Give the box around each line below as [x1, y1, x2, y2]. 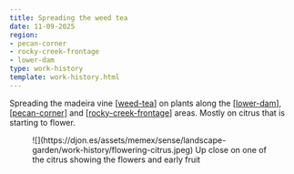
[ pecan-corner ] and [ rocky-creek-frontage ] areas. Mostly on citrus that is [9, 107, 285, 118]
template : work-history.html [9, 73, 120, 82]
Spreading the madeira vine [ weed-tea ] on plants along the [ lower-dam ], [9, 97, 282, 108]
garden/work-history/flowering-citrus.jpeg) [32, 144, 194, 155]
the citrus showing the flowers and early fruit [32, 154, 201, 165]
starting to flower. [9, 117, 76, 128]
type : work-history [9, 65, 84, 74]
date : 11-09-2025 [9, 22, 76, 31]
